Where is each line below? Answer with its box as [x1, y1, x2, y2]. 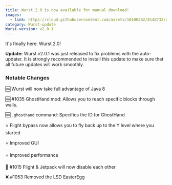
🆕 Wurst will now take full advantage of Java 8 [5, 86, 105, 92]
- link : [10, 17, 27, 22]
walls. [5, 102, 18, 108]
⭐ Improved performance [5, 152, 59, 158]
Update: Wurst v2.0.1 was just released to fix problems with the [5, 51, 139, 57]
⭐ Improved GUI [5, 140, 39, 146]
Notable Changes [5, 74, 50, 81]
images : [5, 12, 22, 17]
